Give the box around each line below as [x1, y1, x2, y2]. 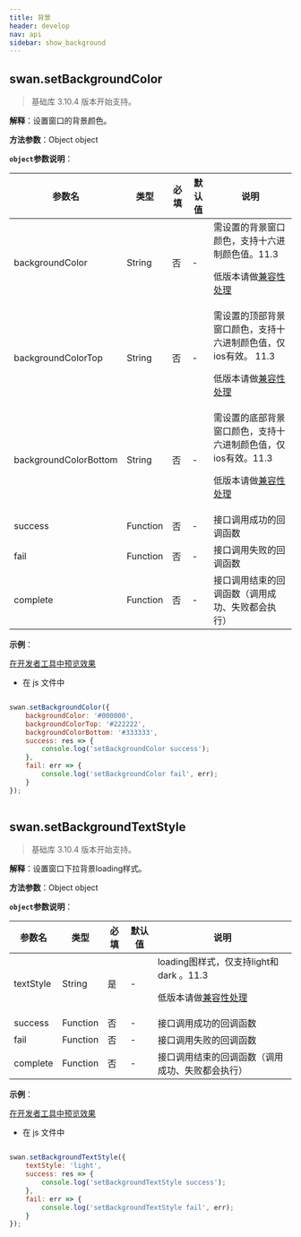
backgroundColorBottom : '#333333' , [25, 728, 159, 737]
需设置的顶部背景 [213, 310, 286, 323]
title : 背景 [9, 13, 51, 22]
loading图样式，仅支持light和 [157, 956, 279, 968]
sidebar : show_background [9, 38, 106, 48]
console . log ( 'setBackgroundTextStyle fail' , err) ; [41, 1203, 235, 1212]
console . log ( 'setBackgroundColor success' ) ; [41, 745, 211, 754]
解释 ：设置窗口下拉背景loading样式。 [9, 863, 147, 874]
